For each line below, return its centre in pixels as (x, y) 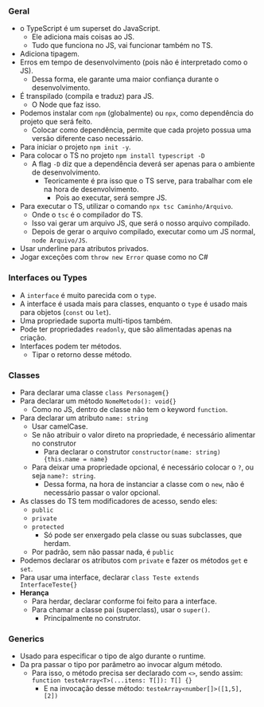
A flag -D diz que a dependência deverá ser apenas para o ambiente (143, 164)
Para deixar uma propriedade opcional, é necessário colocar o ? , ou (143, 467)
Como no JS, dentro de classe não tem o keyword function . (130, 409)
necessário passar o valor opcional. (102, 493)
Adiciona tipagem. (49, 54)
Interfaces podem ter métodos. (70, 346)
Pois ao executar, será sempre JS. (111, 198)
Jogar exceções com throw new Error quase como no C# (114, 257)
